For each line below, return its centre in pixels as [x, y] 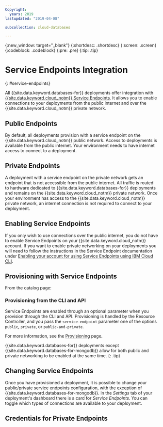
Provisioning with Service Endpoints [61, 277]
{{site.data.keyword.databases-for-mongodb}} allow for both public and [77, 350]
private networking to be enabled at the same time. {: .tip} [63, 356]
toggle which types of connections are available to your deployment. [73, 403]
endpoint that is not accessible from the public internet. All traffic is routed [79, 183]
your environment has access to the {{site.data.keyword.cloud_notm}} [75, 198]
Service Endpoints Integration [66, 70]
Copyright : [16, 9]
